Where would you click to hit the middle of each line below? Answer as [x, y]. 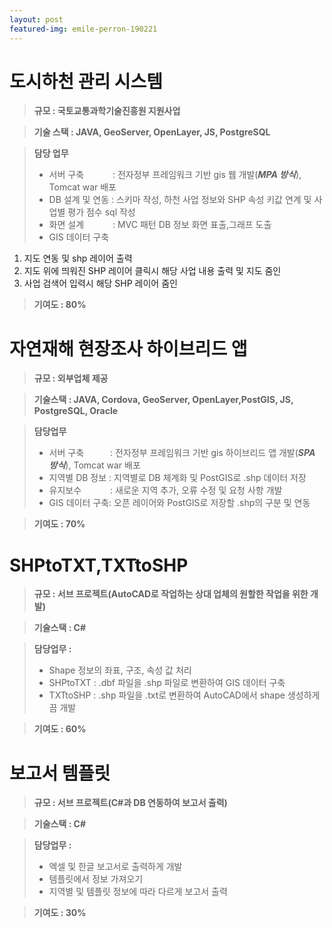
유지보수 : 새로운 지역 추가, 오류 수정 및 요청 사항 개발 [165, 490]
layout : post [36, 19]
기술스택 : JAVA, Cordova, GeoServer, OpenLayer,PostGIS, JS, [163, 400]
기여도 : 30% [60, 913]
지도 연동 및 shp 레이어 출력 [78, 258]
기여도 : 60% [60, 729]
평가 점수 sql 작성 [101, 212]
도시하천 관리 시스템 [86, 81]
